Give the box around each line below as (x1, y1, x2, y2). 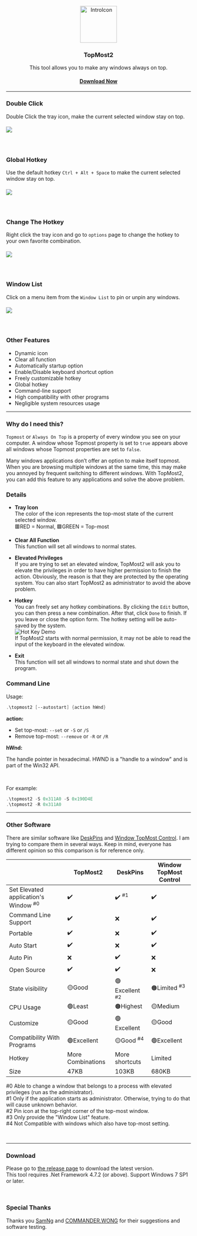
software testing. (6, 1223, 47, 1230)
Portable (9, 929, 33, 937)
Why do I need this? (6, 420, 64, 428)
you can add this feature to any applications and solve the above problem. (6, 476, 185, 483)
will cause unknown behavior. (6, 1101, 78, 1108)
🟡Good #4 (115, 1035, 144, 1045)
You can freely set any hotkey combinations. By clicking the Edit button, (14, 604, 189, 611)
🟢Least (67, 1002, 89, 1010)
